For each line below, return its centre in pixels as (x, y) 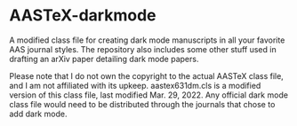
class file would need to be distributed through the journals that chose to (142, 104)
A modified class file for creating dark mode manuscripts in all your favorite (147, 40)
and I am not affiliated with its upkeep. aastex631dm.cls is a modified (135, 85)
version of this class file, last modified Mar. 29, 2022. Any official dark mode (149, 95)
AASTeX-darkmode (83, 16)
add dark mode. (38, 114)
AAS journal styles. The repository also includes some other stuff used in (143, 49)
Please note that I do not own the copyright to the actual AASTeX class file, (147, 75)
